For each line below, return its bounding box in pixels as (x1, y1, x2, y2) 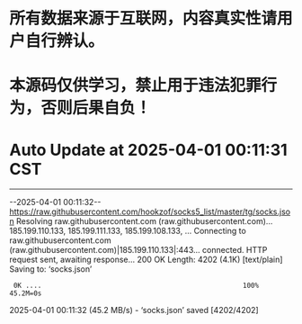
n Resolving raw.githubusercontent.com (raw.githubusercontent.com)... (9, 216, 273, 227)
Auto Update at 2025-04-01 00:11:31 (9, 139, 288, 160)
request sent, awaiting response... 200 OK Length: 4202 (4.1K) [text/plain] (9, 254, 283, 265)
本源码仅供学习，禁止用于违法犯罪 (9, 76, 262, 95)
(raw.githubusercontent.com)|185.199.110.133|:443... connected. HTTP (9, 245, 268, 256)
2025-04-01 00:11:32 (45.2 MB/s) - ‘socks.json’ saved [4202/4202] (9, 305, 259, 316)
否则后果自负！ (40, 98, 152, 118)
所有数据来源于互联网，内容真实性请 (9, 8, 278, 29)
